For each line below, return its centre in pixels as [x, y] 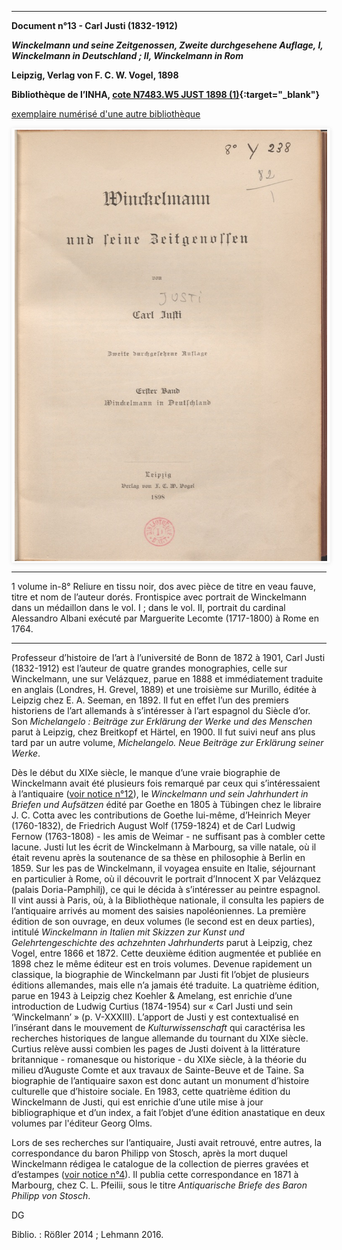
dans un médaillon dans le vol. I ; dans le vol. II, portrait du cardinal [148, 607]
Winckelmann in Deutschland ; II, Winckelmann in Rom [127, 55]
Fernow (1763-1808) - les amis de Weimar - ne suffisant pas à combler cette [168, 836]
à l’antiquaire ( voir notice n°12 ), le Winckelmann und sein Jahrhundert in [160, 794]
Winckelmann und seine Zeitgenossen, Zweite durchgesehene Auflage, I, [167, 45]
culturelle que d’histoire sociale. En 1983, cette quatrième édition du [151, 1091]
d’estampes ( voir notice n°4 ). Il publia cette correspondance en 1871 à [155, 1174]
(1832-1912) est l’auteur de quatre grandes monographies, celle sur [149, 668]
